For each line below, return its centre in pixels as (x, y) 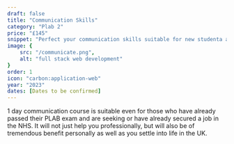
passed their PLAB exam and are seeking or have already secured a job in (113, 118)
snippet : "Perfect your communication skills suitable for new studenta (115, 40)
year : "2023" (26, 85)
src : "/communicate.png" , (57, 53)
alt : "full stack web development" (71, 59)
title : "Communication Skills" (53, 20)
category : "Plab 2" (36, 26)
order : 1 (20, 72)
